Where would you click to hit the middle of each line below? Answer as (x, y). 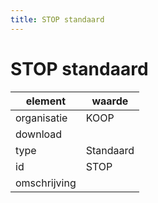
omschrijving (46, 183)
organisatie (41, 118)
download (39, 134)
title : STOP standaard (57, 19)
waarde (110, 101)
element (46, 101)
